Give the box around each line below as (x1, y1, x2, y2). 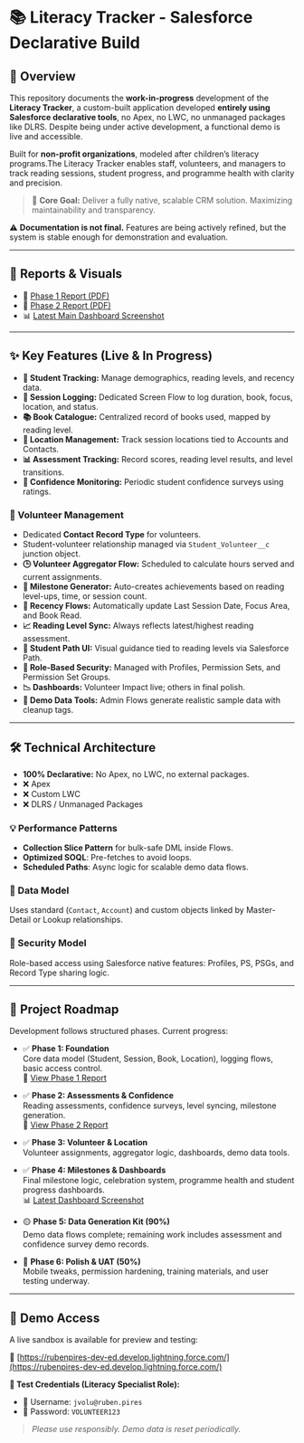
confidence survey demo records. (22, 1239, 149, 1249)
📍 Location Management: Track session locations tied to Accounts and (22, 433, 290, 444)
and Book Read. (22, 610, 82, 621)
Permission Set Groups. (22, 671, 111, 682)
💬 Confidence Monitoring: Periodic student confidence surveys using (22, 476, 284, 487)
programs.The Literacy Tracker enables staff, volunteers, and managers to (9, 158, 287, 168)
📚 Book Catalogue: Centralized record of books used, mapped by (22, 411, 271, 422)
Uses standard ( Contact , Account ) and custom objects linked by (9, 905, 244, 916)
